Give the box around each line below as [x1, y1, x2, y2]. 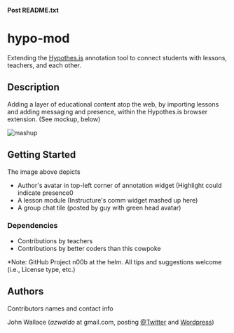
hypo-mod [7, 31, 70, 46]
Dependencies [7, 221, 58, 231]
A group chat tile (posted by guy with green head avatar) [17, 203, 181, 212]
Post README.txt [7, 6, 59, 14]
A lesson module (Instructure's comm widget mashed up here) [17, 196, 198, 204]
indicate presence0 [17, 189, 74, 197]
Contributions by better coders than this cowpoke [17, 244, 161, 252]
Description [7, 81, 60, 93]
